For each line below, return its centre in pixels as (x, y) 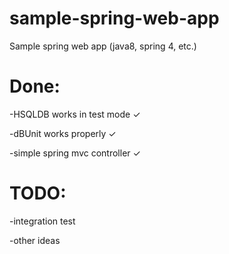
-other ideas (35, 240)
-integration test (42, 221)
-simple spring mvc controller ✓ (75, 153)
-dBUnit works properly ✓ (63, 133)
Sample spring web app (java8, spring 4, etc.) (103, 46)
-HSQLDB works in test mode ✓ (75, 114)
